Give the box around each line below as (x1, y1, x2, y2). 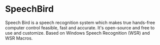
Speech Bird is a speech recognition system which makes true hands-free (5, 20, 155, 25)
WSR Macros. (5, 35, 33, 41)
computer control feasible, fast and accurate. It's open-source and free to (5, 24, 155, 30)
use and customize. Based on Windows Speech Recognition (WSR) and (5, 30, 150, 36)
